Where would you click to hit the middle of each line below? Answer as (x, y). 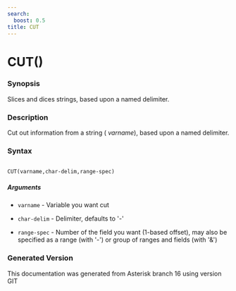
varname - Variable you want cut (63, 205)
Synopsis (24, 84)
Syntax (20, 151)
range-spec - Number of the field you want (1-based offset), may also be (122, 233)
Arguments (24, 187)
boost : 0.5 (30, 20)
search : (19, 14)
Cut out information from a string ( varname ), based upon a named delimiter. (118, 133)
